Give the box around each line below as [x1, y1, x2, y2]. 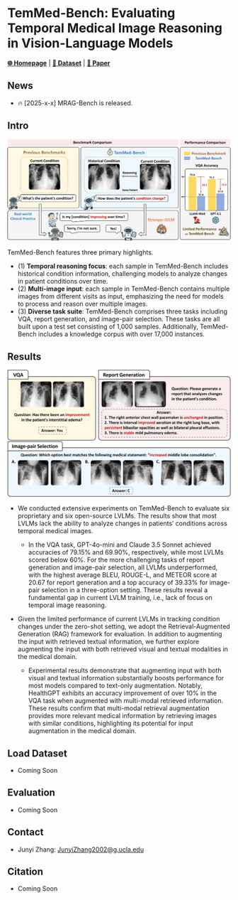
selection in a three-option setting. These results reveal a [41, 586, 208, 594]
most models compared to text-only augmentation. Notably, [28, 681, 203, 690]
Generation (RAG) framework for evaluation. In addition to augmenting [17, 630, 222, 638]
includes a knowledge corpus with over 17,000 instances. [38, 330, 205, 338]
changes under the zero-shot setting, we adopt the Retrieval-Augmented [17, 622, 230, 631]
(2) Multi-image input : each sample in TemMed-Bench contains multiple [17, 284, 230, 293]
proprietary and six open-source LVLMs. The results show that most [17, 512, 217, 520]
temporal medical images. [17, 527, 93, 535]
